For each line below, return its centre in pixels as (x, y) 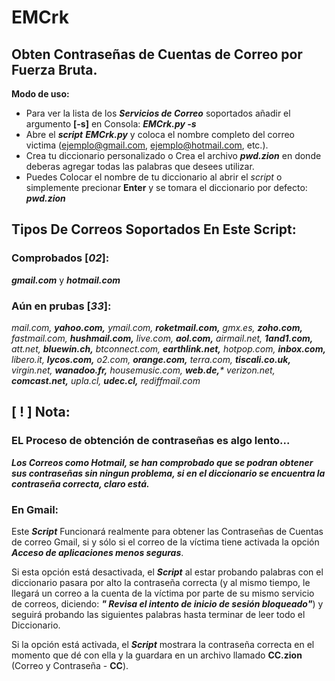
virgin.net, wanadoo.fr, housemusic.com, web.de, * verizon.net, (143, 370)
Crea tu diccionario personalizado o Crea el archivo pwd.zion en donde (173, 155)
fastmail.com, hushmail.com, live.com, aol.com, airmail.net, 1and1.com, (162, 338)
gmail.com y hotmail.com (66, 280)
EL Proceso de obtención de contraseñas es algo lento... (151, 441)
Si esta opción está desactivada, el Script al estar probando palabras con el (167, 572)
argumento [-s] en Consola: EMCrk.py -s (111, 124)
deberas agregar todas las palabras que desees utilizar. (140, 166)
